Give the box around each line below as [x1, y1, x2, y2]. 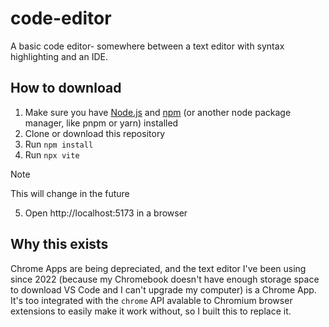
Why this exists [10, 236, 109, 253]
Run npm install [24, 138, 94, 150]
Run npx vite [24, 148, 80, 161]
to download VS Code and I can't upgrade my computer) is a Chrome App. [10, 283, 317, 296]
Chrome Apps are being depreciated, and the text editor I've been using [10, 262, 307, 274]
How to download [10, 80, 122, 97]
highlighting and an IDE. [10, 50, 108, 62]
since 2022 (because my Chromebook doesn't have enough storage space [10, 273, 320, 285]
